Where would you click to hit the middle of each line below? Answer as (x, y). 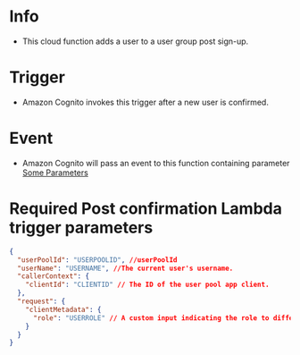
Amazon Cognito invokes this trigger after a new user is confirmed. (146, 102)
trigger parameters (81, 228)
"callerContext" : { (54, 276)
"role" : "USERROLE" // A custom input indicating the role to (151, 318)
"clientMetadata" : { (63, 309)
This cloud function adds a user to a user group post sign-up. (135, 41)
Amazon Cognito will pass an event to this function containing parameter (156, 163)
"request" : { (42, 301)
